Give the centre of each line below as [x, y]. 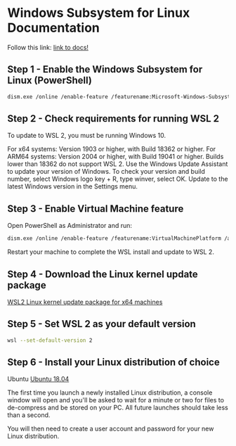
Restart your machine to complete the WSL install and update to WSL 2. [111, 252]
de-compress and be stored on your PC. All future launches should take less [118, 408]
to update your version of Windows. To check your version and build [106, 172]
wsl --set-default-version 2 [50, 340]
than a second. [29, 415]
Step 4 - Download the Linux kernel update [103, 274]
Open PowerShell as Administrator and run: [70, 226]
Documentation [54, 28]
